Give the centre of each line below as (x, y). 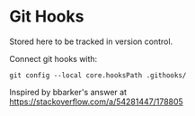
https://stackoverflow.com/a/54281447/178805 (97, 102)
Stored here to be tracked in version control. (91, 41)
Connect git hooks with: (53, 58)
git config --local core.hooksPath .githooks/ (98, 75)
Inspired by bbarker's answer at (68, 92)
